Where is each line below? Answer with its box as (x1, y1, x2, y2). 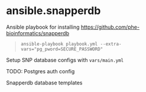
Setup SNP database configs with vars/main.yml (6, 56, 124, 63)
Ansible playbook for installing (6, 23, 80, 30)
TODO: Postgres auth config (6, 67, 75, 74)
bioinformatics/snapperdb (6, 29, 70, 36)
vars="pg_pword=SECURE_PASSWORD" (20, 46, 103, 52)
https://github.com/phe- (80, 23, 140, 30)
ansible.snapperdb (6, 4, 101, 18)
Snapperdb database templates (6, 79, 83, 86)
